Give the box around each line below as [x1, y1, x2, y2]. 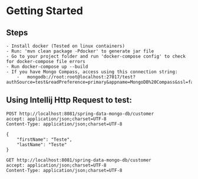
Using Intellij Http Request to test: [6, 95, 133, 105]
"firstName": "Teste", [16, 137, 72, 142]
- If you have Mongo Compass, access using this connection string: [6, 69, 178, 75]
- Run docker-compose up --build [6, 64, 88, 69]
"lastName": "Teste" [16, 141, 67, 148]
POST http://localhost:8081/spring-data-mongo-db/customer [6, 111, 154, 117]
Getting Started [6, 4, 84, 18]
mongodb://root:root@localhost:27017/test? [27, 74, 136, 80]
